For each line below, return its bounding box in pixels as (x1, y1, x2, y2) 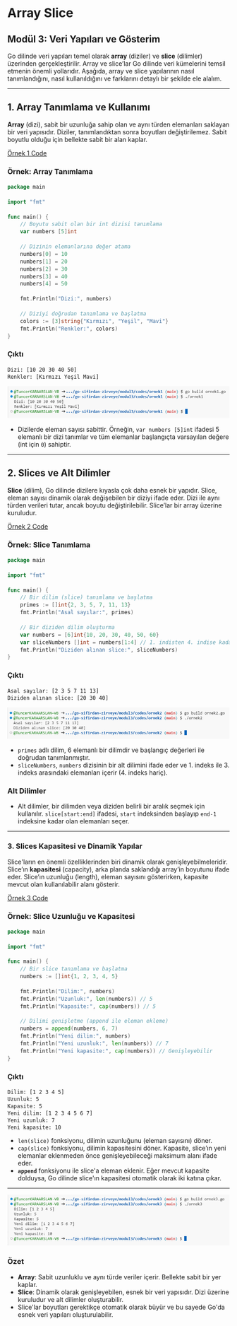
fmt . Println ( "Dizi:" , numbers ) (20, 295, 112, 303)
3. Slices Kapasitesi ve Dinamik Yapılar (7, 841, 142, 851)
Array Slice (7, 5, 74, 21)
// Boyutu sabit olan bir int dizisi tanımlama (20, 221, 162, 228)
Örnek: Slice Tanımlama (7, 539, 91, 549)
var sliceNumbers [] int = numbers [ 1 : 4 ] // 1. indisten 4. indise (20, 638, 217, 646)
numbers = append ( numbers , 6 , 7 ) (20, 1025, 119, 1033)
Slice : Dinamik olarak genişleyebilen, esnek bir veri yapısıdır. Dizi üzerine (17, 1288, 229, 1296)
